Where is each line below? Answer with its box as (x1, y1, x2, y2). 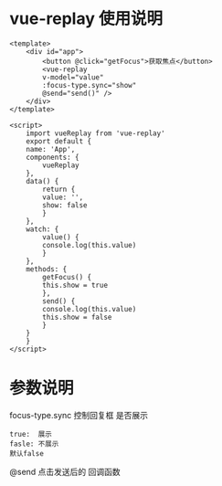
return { (42, 185, 76, 194)
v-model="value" (42, 72, 104, 82)
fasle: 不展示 (9, 439, 59, 449)
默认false (9, 449, 44, 458)
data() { (26, 176, 59, 185)
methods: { (26, 264, 68, 274)
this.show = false (42, 312, 112, 322)
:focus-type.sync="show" (42, 80, 137, 90)
